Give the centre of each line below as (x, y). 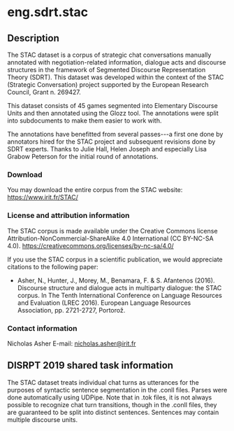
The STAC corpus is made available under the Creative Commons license (112, 231)
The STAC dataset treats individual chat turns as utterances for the (103, 382)
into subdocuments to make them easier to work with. (85, 121)
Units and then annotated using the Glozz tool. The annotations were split (113, 113)
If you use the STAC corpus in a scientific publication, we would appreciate (115, 259)
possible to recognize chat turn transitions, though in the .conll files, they (112, 404)
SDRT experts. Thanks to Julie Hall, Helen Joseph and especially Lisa (107, 149)
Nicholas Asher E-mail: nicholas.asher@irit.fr (72, 343)
